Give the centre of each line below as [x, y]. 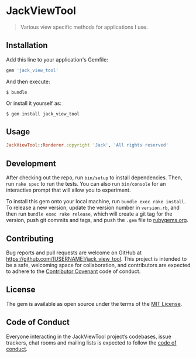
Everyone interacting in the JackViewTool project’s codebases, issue [89, 336]
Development [31, 163]
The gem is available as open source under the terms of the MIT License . [94, 304]
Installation [27, 45]
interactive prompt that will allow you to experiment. [68, 190]
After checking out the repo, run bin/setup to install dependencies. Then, [94, 178]
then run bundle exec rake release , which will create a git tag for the [89, 214]
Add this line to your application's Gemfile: [57, 59]
